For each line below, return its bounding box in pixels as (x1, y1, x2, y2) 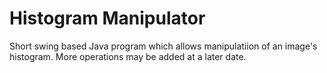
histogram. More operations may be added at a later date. (9, 50, 247, 62)
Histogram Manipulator (9, 7, 206, 30)
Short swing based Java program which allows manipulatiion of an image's (9, 40, 318, 52)
